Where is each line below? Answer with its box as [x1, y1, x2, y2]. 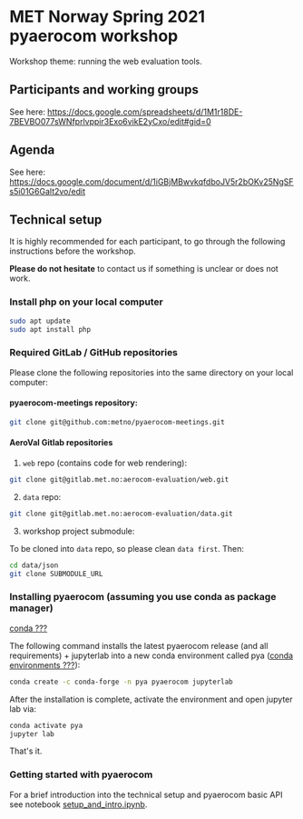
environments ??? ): [9, 659, 81, 670]
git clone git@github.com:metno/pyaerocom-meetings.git [9, 417, 225, 426]
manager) [9, 602, 54, 614]
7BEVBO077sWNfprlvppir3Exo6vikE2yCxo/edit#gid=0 [9, 115, 211, 126]
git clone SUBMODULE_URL [9, 569, 103, 578]
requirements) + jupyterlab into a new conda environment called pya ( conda [9, 650, 293, 661]
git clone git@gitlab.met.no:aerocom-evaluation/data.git [9, 509, 233, 518]
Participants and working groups [9, 82, 200, 97]
